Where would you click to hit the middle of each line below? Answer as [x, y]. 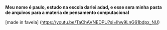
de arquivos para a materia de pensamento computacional [67, 12]
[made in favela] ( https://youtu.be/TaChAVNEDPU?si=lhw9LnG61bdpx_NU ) [82, 22]
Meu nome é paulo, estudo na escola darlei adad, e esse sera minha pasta [83, 7]
